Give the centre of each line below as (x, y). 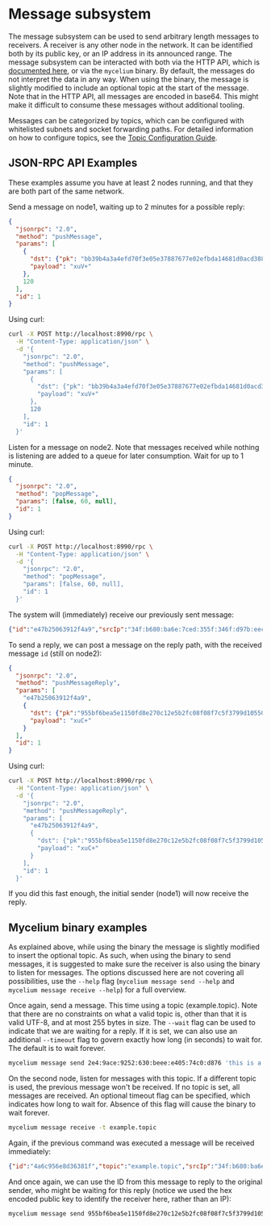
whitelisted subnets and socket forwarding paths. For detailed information (131, 129)
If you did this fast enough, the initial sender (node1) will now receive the (129, 894)
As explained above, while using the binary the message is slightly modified (134, 947)
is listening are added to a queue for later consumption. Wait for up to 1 (126, 456)
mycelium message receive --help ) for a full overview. (98, 990)
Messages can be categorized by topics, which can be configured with (126, 120)
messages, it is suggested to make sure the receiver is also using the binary (134, 964)
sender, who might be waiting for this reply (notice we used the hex (120, 1190)
